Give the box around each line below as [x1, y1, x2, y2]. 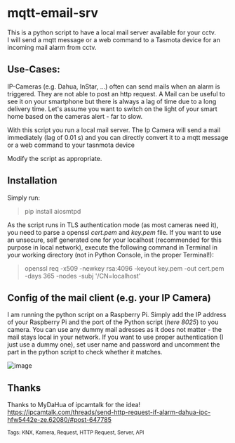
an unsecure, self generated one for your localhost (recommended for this [7, 236, 222, 244]
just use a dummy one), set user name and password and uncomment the [7, 340, 220, 349]
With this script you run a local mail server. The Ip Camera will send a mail [7, 125, 221, 134]
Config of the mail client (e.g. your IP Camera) [7, 292, 212, 304]
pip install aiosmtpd [24, 207, 81, 215]
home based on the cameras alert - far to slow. [7, 112, 143, 120]
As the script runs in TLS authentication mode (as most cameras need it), [7, 220, 219, 229]
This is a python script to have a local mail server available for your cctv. [7, 28, 216, 37]
